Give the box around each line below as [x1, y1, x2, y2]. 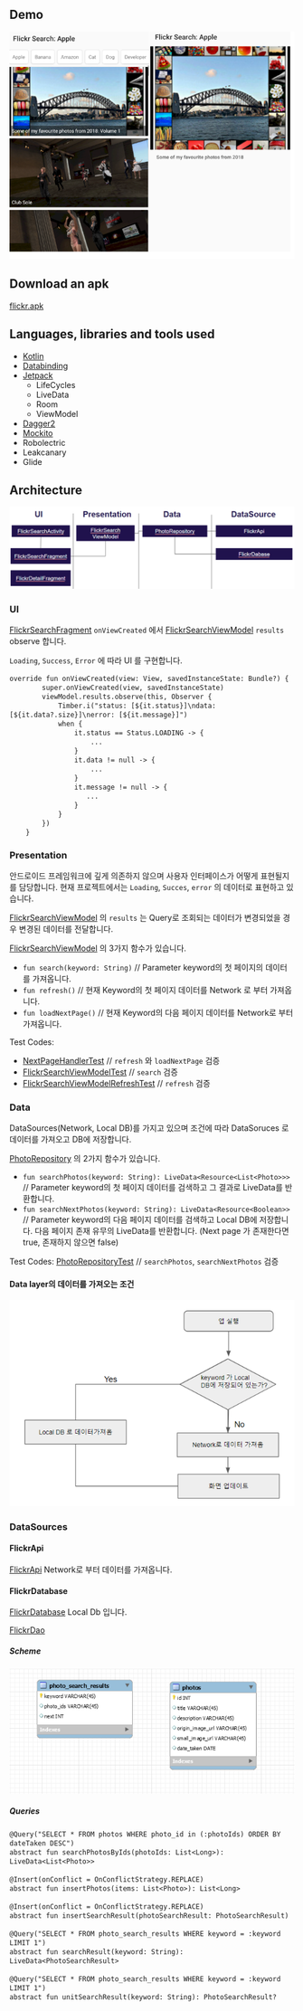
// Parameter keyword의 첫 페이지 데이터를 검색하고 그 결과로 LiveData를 [22, 1182, 283, 1193]
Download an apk [9, 276, 109, 292]
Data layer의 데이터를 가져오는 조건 [9, 1279, 135, 1290]
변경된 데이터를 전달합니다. [18, 924, 114, 934]
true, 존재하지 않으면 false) [22, 1237, 119, 1247]
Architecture [9, 482, 83, 498]
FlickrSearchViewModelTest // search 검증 [22, 1067, 178, 1077]
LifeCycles [35, 379, 76, 390]
